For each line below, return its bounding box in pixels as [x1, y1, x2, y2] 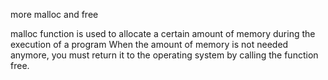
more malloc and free [10, 9, 99, 20]
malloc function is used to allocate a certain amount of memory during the [10, 28, 316, 39]
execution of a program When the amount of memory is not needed [10, 39, 289, 50]
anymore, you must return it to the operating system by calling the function [10, 49, 319, 61]
